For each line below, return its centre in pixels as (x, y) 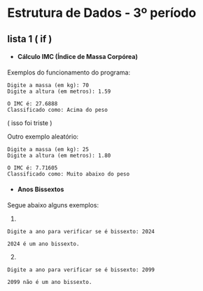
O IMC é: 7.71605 (33, 168)
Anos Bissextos (41, 189)
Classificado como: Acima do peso (58, 110)
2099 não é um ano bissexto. (50, 282)
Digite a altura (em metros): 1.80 (59, 155)
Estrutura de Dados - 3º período (102, 13)
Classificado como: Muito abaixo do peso (69, 174)
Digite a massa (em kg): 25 (48, 149)
